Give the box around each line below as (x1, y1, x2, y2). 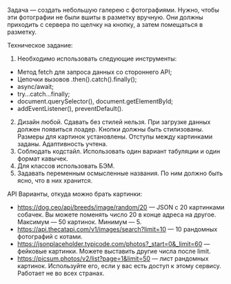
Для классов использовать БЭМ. (17, 162, 115, 170)
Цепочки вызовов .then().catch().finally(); (17, 75, 137, 83)
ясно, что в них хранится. (17, 176, 93, 185)
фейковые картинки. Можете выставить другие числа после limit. (17, 247, 212, 255)
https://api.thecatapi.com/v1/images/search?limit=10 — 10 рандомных (17, 225, 218, 233)
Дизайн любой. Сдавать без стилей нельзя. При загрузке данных (17, 118, 211, 126)
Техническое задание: (7, 41, 73, 49)
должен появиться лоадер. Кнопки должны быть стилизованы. (17, 125, 204, 133)
